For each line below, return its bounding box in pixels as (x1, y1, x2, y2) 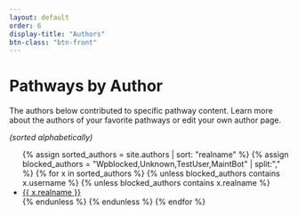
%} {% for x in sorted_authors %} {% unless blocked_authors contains (21, 168, 280, 179)
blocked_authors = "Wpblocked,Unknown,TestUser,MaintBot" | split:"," (21, 159, 281, 170)
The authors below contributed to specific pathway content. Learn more (9, 106, 273, 116)
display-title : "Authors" (9, 29, 105, 38)
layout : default (9, 12, 69, 22)
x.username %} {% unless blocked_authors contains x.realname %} (21, 178, 270, 188)
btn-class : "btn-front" (9, 37, 98, 47)
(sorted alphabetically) (9, 132, 93, 143)
